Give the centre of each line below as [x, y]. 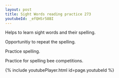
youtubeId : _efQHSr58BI [30, 19]
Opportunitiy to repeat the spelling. [41, 42]
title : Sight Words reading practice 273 [48, 14]
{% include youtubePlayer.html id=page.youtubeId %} [60, 70]
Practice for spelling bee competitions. [44, 61]
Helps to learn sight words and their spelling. [50, 33]
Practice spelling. [23, 51]
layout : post [18, 10]
